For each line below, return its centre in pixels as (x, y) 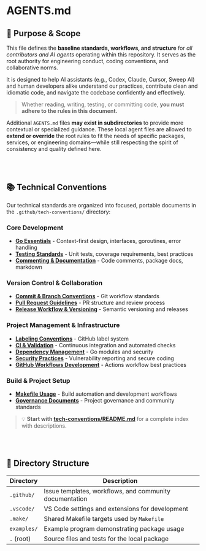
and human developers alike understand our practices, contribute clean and (102, 86)
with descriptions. (44, 426)
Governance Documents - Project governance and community (95, 400)
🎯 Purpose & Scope (44, 33)
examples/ (24, 529)
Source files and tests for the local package (106, 539)
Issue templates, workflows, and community (107, 491)
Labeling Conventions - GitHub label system (72, 339)
